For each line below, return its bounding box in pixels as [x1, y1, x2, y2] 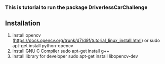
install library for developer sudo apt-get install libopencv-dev [12, 53, 138, 59]
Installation [5, 19, 41, 28]
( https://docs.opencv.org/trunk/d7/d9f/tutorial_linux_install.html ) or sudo [12, 37, 160, 43]
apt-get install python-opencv [12, 42, 73, 48]
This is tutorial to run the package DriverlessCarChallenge [5, 4, 148, 11]
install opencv [12, 32, 41, 38]
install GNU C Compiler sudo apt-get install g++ [12, 48, 110, 54]
